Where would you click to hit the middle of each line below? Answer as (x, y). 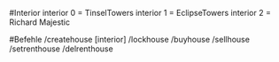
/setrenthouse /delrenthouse (61, 49)
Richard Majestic (40, 22)
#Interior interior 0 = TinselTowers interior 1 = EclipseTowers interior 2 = (140, 13)
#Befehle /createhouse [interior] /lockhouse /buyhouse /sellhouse (130, 39)
